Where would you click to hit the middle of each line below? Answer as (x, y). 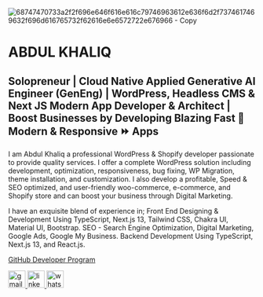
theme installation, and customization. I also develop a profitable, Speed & (128, 179)
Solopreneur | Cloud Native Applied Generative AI (132, 81)
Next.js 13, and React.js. (47, 244)
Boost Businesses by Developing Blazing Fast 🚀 (126, 118)
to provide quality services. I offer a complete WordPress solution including (130, 162)
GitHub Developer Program (52, 260)
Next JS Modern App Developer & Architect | (119, 106)
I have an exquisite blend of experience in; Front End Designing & (113, 211)
